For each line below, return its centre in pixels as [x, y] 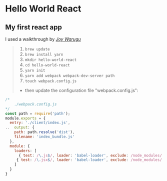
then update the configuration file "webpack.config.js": [81, 90]
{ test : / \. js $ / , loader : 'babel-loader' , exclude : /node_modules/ [90, 155]
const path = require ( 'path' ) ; [38, 113]
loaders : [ [25, 150]
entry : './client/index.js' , [40, 123]
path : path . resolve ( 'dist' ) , [44, 132]
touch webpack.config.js [51, 81]
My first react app [34, 27]
